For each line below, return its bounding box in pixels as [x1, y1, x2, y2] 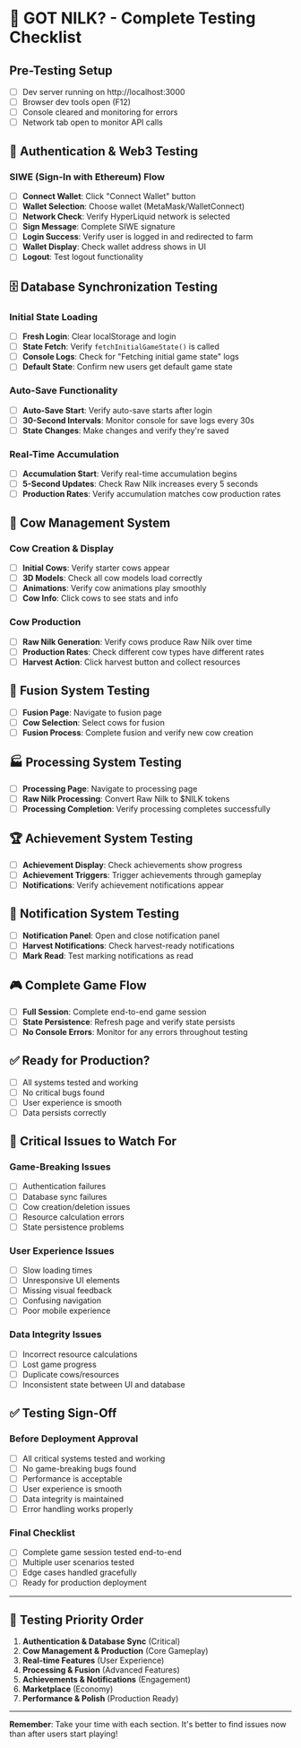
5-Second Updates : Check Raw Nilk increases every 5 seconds [21, 479, 258, 490]
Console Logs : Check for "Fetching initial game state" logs [21, 352, 239, 362]
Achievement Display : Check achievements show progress [21, 859, 243, 870]
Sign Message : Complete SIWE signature [21, 222, 176, 232]
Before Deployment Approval [9, 1432, 139, 1445]
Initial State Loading [9, 310, 99, 323]
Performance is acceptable [21, 1473, 123, 1483]
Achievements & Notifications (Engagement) [21, 1674, 191, 1685]
